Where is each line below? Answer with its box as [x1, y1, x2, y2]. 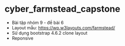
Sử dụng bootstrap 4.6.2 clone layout [11, 30, 87, 36]
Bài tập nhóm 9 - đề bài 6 [11, 20, 64, 25]
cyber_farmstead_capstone [4, 3, 121, 15]
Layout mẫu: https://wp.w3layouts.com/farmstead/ [11, 24, 116, 30]
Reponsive [11, 35, 34, 41]
